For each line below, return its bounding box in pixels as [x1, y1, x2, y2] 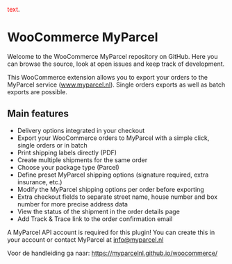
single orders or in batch [17, 141, 88, 149]
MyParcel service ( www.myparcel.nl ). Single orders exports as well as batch [7, 80, 226, 89]
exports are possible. [7, 87, 68, 96]
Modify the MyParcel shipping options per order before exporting [17, 185, 205, 193]
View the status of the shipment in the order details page [17, 207, 181, 215]
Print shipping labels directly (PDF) [17, 148, 117, 157]
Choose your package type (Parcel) [17, 163, 119, 171]
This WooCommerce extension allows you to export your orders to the [7, 73, 208, 81]
